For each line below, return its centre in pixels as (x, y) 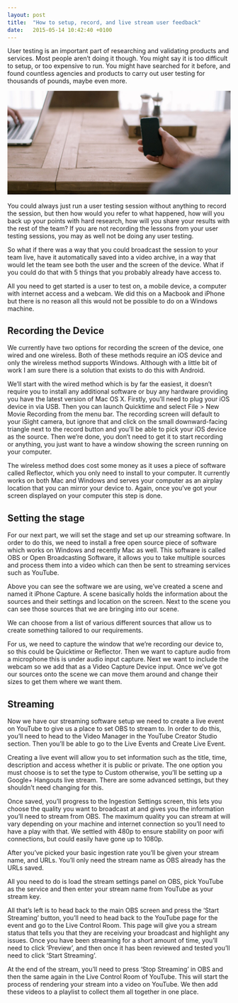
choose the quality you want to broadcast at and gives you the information (116, 809)
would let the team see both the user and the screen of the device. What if (116, 264)
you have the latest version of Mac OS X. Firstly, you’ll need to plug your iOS (119, 399)
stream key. (24, 897)
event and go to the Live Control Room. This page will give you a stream (112, 926)
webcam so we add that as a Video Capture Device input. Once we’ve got (115, 667)
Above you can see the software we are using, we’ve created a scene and (115, 587)
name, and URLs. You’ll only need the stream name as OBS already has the (117, 861)
